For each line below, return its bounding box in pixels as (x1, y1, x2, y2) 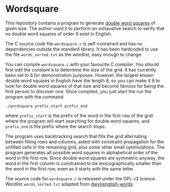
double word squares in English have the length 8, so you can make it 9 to (5, 77, 160, 84)
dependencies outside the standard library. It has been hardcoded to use (5, 46, 158, 52)
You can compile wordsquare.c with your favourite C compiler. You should (5, 61, 159, 67)
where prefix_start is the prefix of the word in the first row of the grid (5, 113, 153, 119)
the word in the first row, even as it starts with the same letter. (5, 166, 135, 172)
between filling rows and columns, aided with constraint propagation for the (5, 139, 164, 145)
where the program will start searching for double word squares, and (5, 118, 150, 124)
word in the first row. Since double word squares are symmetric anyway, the (5, 155, 165, 161)
